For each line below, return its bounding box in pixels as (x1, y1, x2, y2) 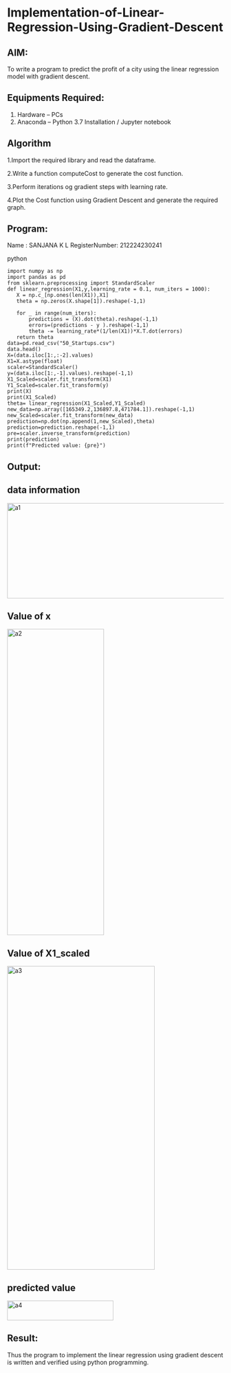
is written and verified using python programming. (7, 1358, 149, 1366)
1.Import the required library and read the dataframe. (7, 156, 156, 164)
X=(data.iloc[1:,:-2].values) (7, 352, 94, 359)
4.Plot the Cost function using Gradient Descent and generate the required (7, 196, 219, 204)
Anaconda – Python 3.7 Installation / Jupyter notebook (16, 118, 171, 126)
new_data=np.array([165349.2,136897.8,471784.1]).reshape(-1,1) (7, 406, 195, 413)
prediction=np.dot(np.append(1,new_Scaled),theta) (7, 418, 155, 425)
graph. (7, 203, 26, 211)
